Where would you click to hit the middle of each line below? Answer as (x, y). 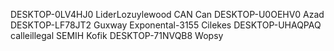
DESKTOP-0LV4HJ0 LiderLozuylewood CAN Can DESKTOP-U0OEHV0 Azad (167, 14)
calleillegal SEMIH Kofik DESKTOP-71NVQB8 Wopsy (117, 35)
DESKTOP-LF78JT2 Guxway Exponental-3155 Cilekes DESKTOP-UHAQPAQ (166, 25)
